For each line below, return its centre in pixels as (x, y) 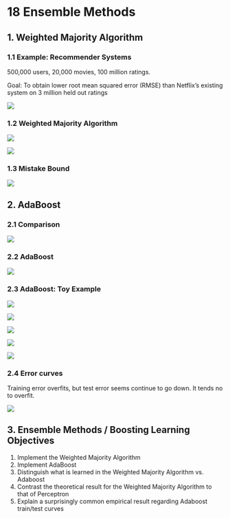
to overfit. (21, 396)
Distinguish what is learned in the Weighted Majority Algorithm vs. (110, 472)
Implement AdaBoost (47, 465)
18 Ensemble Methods (71, 12)
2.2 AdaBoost (30, 257)
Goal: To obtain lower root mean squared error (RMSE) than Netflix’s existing (115, 85)
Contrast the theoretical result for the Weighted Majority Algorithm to (114, 487)
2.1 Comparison (34, 224)
